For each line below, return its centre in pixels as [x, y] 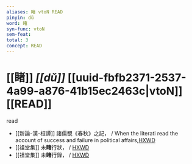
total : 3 [17, 40]
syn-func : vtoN [26, 29]
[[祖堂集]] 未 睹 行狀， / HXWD [52, 147]
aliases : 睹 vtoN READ [34, 12]
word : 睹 [17, 23]
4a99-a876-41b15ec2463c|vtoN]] [94, 91]
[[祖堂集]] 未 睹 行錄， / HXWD [52, 155]
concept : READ [24, 46]
